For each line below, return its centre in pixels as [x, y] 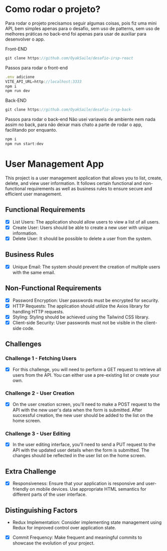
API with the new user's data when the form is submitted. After [77, 410]
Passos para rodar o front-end [36, 68]
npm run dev [18, 91]
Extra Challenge [31, 471]
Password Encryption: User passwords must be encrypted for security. [86, 300]
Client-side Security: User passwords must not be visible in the [77, 322]
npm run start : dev [24, 144]
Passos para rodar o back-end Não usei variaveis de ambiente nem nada [80, 120]
